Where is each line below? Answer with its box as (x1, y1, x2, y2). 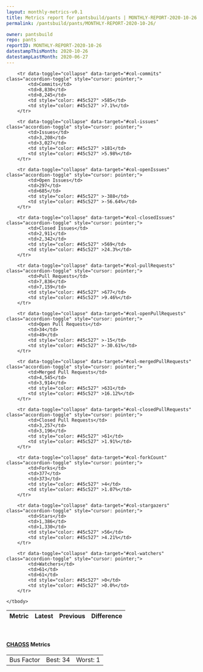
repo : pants (6, 37, 36, 43)
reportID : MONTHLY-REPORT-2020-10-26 (6, 43, 102, 49)
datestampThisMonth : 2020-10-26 (6, 48, 88, 55)
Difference (91, 612, 123, 620)
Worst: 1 (75, 656, 100, 664)
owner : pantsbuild (6, 31, 53, 37)
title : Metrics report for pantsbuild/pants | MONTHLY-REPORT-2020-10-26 (6, 15, 198, 21)
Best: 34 (46, 656, 71, 664)
